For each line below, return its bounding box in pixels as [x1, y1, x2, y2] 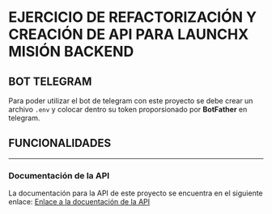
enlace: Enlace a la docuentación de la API [8, 197, 151, 207]
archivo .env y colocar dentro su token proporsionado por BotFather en [8, 105, 248, 114]
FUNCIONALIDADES [8, 136, 112, 150]
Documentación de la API [8, 170, 110, 181]
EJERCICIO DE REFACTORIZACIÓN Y [8, 8, 257, 27]
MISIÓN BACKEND [8, 43, 134, 61]
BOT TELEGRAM [8, 74, 92, 88]
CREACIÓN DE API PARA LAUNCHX [8, 25, 249, 44]
